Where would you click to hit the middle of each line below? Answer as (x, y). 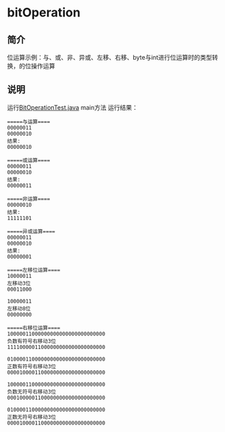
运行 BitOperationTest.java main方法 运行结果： (72, 107)
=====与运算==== (29, 121)
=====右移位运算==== (34, 328)
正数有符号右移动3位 (32, 366)
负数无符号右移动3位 (32, 392)
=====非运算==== (29, 199)
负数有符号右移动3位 (32, 341)
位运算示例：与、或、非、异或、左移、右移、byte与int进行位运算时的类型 (110, 57)
